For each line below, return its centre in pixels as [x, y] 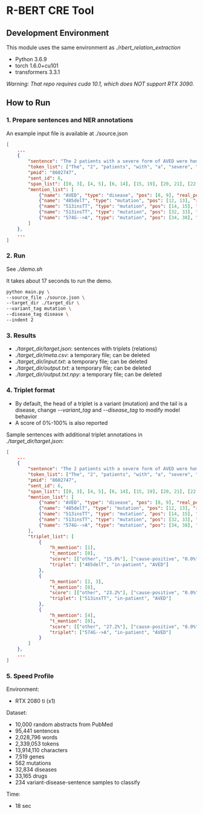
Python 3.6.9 [31, 59]
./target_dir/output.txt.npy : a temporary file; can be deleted [88, 375]
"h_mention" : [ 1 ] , [72, 548]
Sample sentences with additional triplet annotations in [75, 435]
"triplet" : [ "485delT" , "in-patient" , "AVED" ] [109, 565]
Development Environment [58, 33]
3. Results [21, 335]
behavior [26, 416]
